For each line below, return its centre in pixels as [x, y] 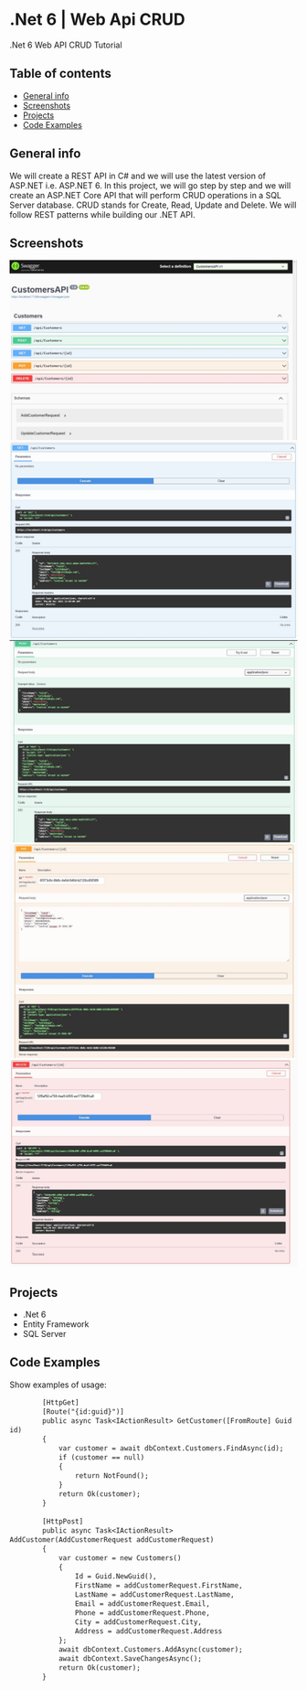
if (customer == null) [101, 1457]
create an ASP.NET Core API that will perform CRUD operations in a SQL [145, 195]
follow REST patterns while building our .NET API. [102, 214]
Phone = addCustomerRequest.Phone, [142, 1613]
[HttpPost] [63, 1521]
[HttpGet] [61, 1402]
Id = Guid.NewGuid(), [116, 1576]
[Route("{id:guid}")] [84, 1412]
